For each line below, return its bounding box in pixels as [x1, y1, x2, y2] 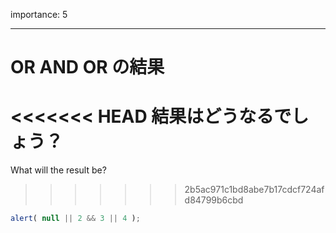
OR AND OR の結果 [10, 56, 165, 79]
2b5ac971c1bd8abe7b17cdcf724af [184, 184, 325, 196]
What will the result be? [10, 164, 107, 176]
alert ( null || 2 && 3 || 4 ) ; [10, 214, 141, 224]
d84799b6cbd [184, 194, 244, 206]
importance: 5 [10, 9, 68, 20]
